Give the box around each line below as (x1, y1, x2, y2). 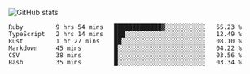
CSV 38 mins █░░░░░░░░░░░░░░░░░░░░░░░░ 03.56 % (8, 51, 243, 60)
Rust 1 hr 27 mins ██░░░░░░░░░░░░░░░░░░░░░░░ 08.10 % (8, 37, 243, 45)
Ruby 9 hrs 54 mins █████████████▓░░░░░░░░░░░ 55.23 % (8, 23, 243, 31)
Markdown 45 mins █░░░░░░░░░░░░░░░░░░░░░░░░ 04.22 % (8, 44, 243, 52)
